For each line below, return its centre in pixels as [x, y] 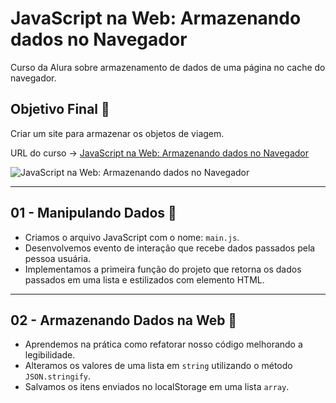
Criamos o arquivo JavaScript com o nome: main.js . [132, 237]
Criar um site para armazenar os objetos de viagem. [117, 133]
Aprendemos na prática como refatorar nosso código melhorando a [163, 344]
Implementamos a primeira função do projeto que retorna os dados [163, 269]
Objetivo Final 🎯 [60, 109]
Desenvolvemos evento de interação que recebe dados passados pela [170, 248]
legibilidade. [50, 355]
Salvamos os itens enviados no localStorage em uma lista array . [157, 387]
